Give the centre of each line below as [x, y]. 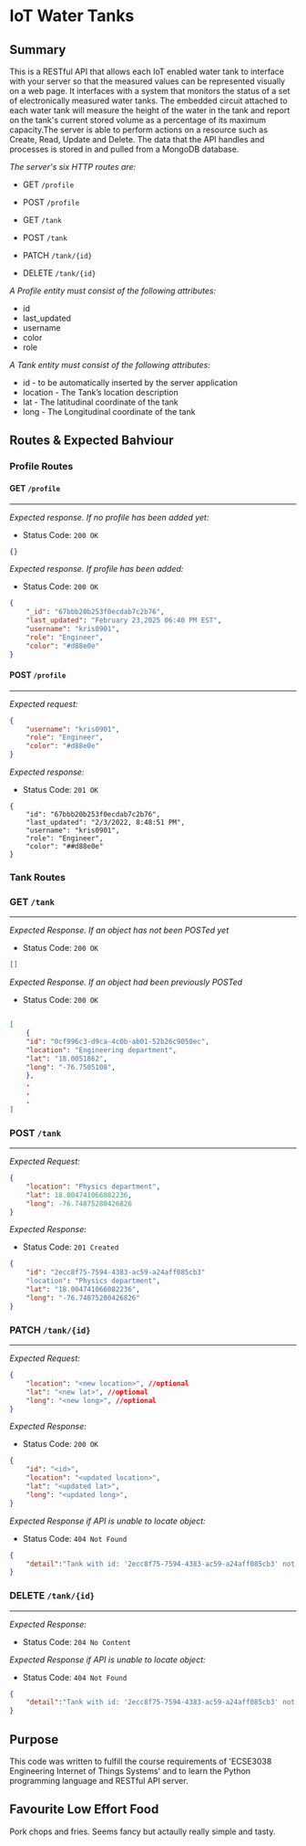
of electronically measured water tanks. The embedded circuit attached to [149, 100]
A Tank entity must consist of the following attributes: [110, 365]
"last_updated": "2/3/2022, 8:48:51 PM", [105, 823]
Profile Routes [41, 467]
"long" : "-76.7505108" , [71, 1067]
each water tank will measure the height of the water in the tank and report [150, 110]
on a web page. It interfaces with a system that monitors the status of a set [150, 91]
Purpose [34, 1740]
